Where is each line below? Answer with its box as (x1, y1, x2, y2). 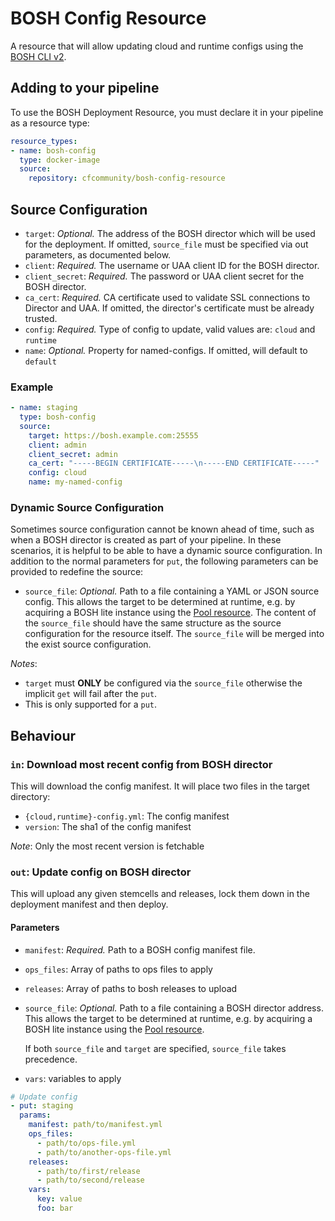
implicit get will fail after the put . (24, 688, 158, 700)
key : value (36, 1194, 83, 1204)
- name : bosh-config (10, 145, 97, 156)
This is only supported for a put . (24, 698, 157, 711)
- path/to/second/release (36, 1175, 145, 1186)
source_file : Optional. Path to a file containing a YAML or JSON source (24, 585, 320, 597)
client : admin (28, 440, 87, 450)
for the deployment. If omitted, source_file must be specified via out (24, 238, 309, 250)
